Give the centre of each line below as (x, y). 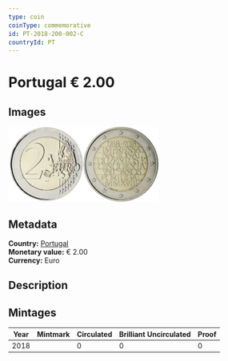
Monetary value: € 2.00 (48, 252)
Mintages (32, 313)
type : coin (26, 17)
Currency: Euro (34, 260)
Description (38, 286)
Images (27, 112)
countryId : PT (32, 42)
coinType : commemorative (50, 25)
